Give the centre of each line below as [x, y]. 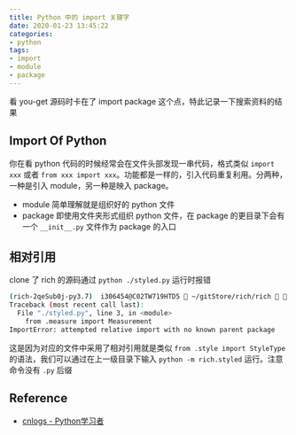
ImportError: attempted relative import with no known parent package [142, 330]
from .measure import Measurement [89, 322]
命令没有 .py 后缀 [41, 369]
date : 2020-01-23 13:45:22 [59, 26]
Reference [39, 398]
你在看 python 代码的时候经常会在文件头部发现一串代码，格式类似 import [142, 163]
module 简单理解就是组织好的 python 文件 [98, 204]
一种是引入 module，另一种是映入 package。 [91, 185]
